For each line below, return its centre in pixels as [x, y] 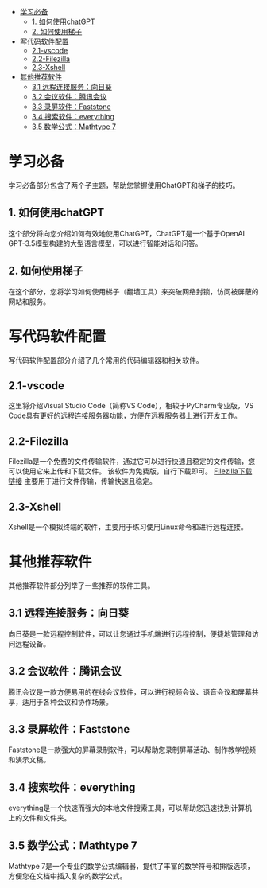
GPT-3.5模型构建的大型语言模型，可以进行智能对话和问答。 [105, 243]
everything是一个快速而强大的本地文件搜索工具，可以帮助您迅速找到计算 [127, 808]
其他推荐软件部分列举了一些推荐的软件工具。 [81, 585]
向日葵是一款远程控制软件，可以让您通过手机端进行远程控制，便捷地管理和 [130, 633]
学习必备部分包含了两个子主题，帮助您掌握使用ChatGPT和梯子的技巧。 [124, 185]
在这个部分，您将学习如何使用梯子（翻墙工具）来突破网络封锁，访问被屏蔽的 [133, 291]
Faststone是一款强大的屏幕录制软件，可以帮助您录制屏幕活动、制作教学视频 [132, 750]
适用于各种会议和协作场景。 [67, 702]
